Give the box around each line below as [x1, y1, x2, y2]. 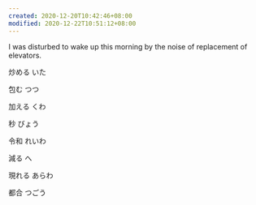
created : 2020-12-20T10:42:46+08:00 [8, 11, 132, 20]
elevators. [8, 50, 42, 60]
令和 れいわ [8, 135, 46, 146]
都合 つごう [8, 187, 46, 197]
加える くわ [8, 101, 46, 111]
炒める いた [8, 66, 46, 77]
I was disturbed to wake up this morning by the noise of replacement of [8, 41, 248, 51]
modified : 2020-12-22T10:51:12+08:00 [8, 19, 137, 28]
